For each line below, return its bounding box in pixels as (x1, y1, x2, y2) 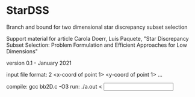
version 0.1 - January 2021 (6, 59, 72, 66)
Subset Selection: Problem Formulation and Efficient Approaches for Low (6, 41, 188, 48)
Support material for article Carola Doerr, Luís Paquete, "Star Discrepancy (6, 35, 189, 42)
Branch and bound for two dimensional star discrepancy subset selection (6, 23, 188, 31)
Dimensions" (6, 47, 38, 54)
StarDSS (6, 4, 49, 17)
